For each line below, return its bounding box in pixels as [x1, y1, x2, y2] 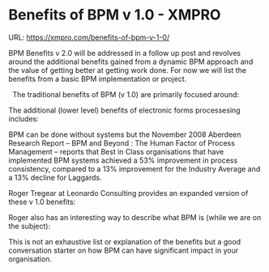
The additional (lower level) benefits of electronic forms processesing [8, 105, 241, 115]
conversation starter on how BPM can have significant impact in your [8, 245, 239, 255]
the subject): [8, 221, 51, 231]
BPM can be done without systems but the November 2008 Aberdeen [8, 130, 241, 139]
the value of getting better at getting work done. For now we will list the [8, 65, 247, 74]
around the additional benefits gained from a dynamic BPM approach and [8, 57, 254, 66]
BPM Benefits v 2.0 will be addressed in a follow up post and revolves [8, 48, 241, 57]
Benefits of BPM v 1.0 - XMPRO [8, 6, 221, 24]
